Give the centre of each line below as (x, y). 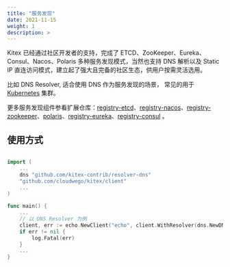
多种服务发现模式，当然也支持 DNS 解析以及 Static (149, 62)
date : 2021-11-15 (32, 20)
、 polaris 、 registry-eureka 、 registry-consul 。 (103, 116)
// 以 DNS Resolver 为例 (53, 219)
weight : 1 (21, 26)
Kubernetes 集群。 (33, 93)
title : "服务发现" (31, 13)
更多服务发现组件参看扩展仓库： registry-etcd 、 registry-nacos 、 (97, 107)
